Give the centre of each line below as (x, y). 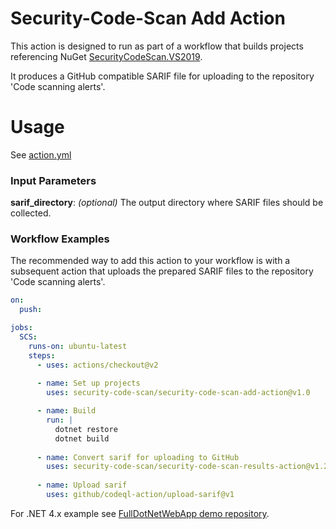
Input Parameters (53, 180)
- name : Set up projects (88, 383)
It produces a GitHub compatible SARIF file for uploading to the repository (162, 76)
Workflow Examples (60, 239)
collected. (31, 213)
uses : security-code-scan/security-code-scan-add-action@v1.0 (178, 393)
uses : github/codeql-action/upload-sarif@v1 (140, 495)
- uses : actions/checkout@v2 (97, 365)
